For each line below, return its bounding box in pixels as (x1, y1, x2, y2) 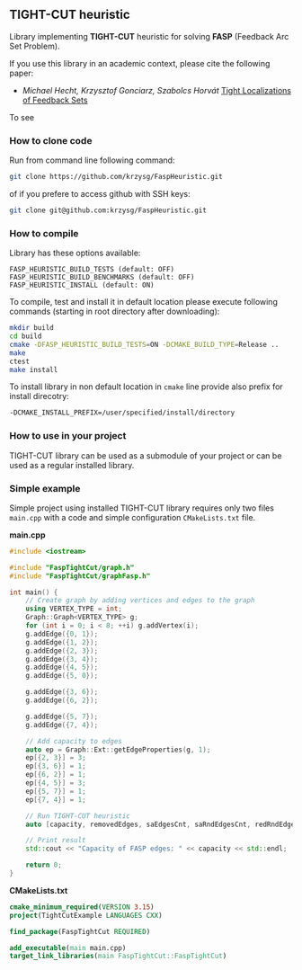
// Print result (25, 836, 87, 845)
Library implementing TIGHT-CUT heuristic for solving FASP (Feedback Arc (9, 31, 289, 41)
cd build (9, 332, 42, 341)
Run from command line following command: (9, 155, 175, 165)
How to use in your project (9, 430, 127, 442)
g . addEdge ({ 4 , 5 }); (25, 663, 99, 672)
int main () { (9, 588, 58, 597)
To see (9, 111, 34, 122)
